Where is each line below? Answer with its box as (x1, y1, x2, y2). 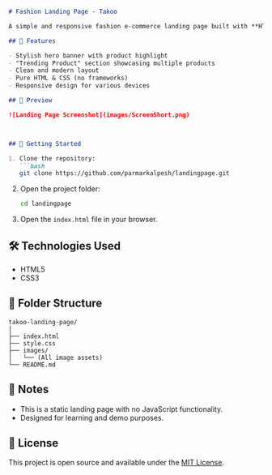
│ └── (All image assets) (8, 353, 104, 362)
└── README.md (8, 361, 57, 369)
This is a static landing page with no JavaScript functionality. (19, 404, 223, 413)
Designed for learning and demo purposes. (19, 413, 164, 422)
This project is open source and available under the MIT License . (8, 458, 225, 468)
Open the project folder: (19, 184, 101, 194)
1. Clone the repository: (8, 154, 96, 162)
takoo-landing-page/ (8, 318, 79, 326)
